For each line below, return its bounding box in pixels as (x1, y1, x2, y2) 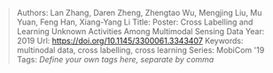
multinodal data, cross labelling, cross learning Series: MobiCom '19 (16, 45, 265, 55)
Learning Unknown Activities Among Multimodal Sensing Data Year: (16, 26, 265, 36)
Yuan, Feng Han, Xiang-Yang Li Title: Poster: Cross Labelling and (16, 17, 253, 27)
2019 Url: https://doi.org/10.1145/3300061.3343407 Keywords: (16, 35, 245, 46)
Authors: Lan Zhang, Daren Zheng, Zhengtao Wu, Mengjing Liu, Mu (16, 8, 262, 18)
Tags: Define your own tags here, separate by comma (16, 55, 214, 64)
